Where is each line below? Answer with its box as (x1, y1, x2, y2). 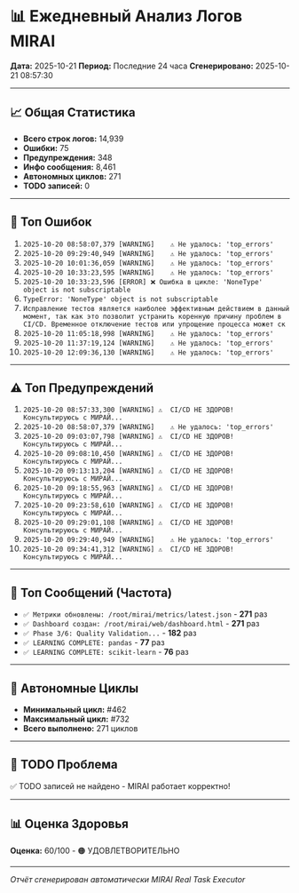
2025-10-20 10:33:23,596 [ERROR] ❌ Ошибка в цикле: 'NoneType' (22, 277, 264, 286)
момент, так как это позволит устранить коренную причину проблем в (22, 312, 282, 321)
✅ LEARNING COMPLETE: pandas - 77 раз (22, 637, 165, 648)
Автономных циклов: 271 (22, 171, 122, 181)
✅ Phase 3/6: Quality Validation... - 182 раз (22, 627, 197, 639)
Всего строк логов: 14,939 (22, 133, 124, 144)
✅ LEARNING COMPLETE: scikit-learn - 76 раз (22, 647, 189, 658)
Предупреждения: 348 (22, 152, 114, 163)
